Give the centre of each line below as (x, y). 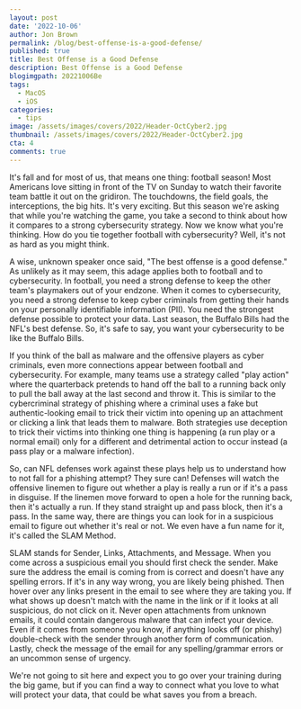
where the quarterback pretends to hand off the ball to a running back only (148, 384)
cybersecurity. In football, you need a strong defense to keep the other (140, 281)
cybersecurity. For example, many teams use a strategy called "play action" (149, 374)
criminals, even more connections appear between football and (126, 364)
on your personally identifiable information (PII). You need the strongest (142, 309)
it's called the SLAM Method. (63, 535)
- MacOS (32, 93)
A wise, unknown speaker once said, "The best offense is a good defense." (148, 261)
